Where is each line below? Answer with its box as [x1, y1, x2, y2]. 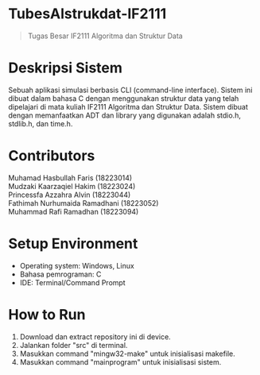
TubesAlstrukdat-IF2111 [8, 5, 167, 23]
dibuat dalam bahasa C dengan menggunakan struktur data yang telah [8, 93, 239, 103]
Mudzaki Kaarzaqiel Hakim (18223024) [8, 181, 136, 191]
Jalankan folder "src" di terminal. [19, 340, 128, 350]
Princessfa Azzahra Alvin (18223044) [8, 190, 131, 199]
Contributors [8, 147, 95, 165]
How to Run [8, 305, 86, 323]
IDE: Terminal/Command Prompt [19, 277, 126, 287]
